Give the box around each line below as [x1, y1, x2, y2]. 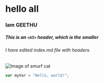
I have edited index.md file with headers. [5, 47, 91, 53]
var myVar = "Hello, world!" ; [5, 73, 70, 78]
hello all [5, 3, 39, 15]
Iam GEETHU [5, 22, 38, 29]
